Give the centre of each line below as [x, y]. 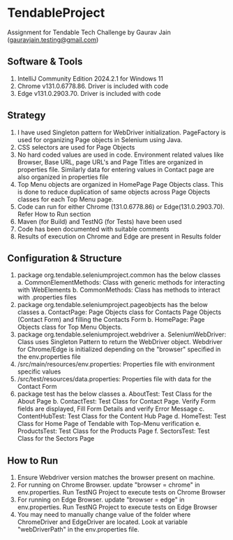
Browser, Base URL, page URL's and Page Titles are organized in [110, 162]
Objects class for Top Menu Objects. [70, 327]
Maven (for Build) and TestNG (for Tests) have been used [100, 221]
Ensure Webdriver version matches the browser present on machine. [116, 478]
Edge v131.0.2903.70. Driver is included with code [89, 93]
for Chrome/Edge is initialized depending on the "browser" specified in [119, 349]
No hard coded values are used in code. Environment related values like [121, 155]
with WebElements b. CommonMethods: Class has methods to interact [119, 290]
